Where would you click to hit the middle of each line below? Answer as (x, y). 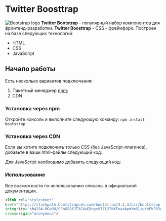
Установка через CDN (33, 136)
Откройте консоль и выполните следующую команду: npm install (75, 119)
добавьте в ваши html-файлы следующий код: (54, 152)
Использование (25, 175)
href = (11, 204)
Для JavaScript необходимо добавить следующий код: (63, 162)
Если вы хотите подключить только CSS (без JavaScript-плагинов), (76, 147)
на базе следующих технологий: (39, 33)
